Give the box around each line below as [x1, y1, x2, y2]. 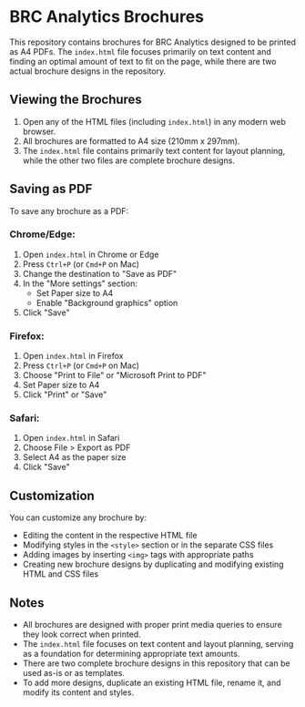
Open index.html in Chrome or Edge [22, 249, 159, 260]
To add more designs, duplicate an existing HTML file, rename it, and [22, 677, 281, 689]
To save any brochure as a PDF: [9, 205, 129, 216]
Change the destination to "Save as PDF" [22, 268, 178, 279]
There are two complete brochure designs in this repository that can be [22, 658, 290, 669]
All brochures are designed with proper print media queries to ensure [22, 620, 282, 630]
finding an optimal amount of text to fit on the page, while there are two [9, 56, 277, 67]
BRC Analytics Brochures [9, 6, 205, 27]
